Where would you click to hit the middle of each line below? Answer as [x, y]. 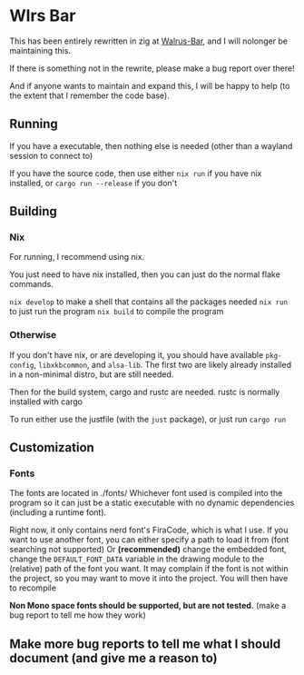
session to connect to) [51, 155]
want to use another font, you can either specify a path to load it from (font [149, 540]
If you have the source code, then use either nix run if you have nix [136, 173]
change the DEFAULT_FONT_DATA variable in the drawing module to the [137, 559]
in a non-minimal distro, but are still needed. [92, 374]
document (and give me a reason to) [113, 658]
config [22, 365]
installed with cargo [46, 402]
